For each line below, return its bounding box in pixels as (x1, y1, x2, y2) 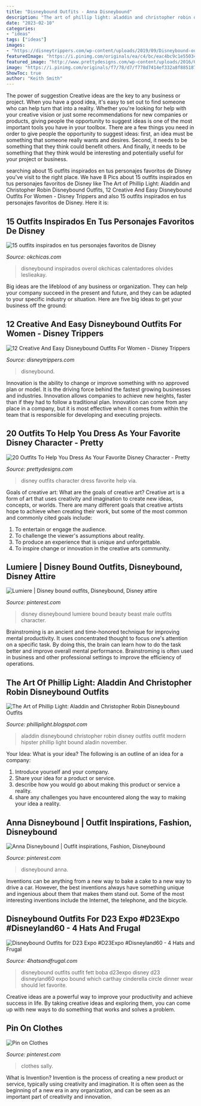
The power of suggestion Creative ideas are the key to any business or (6, 92, 181, 99)
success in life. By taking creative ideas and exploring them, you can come (6, 999, 191, 1007)
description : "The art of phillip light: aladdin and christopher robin (6, 14, 191, 20)
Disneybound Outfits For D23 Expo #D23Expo (6, 914, 180, 924)
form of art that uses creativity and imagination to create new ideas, (6, 495, 173, 502)
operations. (6, 660, 35, 668)
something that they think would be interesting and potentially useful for (6, 149, 184, 156)
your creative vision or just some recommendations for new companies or (6, 111, 188, 119)
